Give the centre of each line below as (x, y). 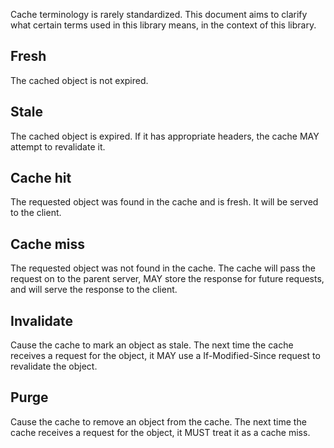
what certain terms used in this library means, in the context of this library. (163, 25)
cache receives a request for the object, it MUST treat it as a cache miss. (160, 432)
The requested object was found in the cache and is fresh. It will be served (164, 202)
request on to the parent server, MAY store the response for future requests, (167, 279)
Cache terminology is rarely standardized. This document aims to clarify (159, 14)
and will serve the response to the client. (94, 290)
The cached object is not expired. (79, 80)
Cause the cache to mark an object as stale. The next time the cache (152, 345)
